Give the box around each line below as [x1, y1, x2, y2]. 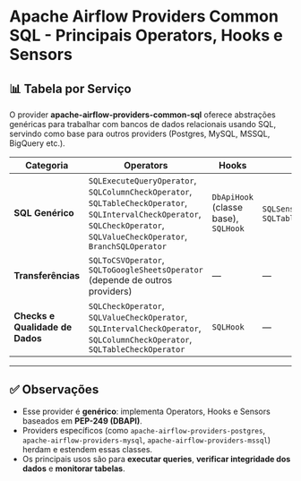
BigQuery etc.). [9, 138, 65, 149]
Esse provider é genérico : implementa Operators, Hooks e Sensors [21, 406, 271, 417]
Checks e [13, 310, 56, 322]
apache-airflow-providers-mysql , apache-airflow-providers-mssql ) [21, 434, 271, 445]
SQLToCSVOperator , [88, 253, 165, 266]
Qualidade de [13, 321, 73, 333]
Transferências [13, 270, 81, 281]
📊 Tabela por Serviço [9, 81, 132, 96]
